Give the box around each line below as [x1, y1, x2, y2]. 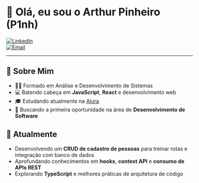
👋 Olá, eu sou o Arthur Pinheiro [6, 5, 161, 19]
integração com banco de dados [14, 151, 95, 158]
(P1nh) [6, 18, 38, 31]
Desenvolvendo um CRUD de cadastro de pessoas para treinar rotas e [14, 145, 188, 152]
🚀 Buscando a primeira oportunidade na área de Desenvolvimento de [14, 106, 185, 113]
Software [14, 112, 38, 119]
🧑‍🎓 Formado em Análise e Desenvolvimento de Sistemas [14, 82, 153, 89]
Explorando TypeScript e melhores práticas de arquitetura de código [14, 170, 184, 177]
